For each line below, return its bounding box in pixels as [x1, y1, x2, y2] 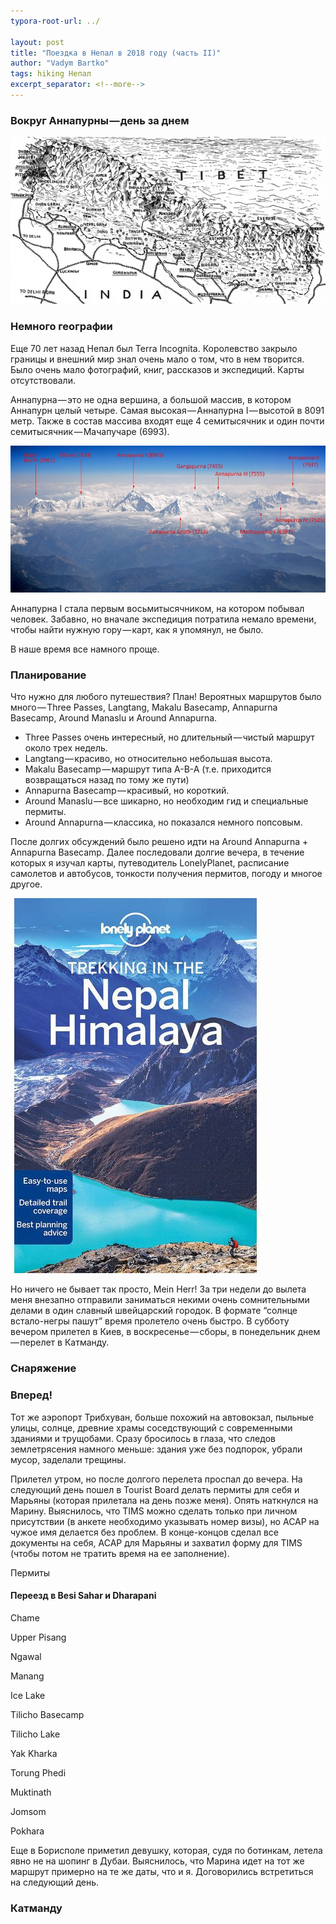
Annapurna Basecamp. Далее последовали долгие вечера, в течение [10, 846, 305, 859]
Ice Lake [10, 1689, 46, 1701]
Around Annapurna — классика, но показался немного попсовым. [24, 816, 303, 829]
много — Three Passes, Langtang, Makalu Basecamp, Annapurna [10, 701, 278, 714]
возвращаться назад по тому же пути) [24, 774, 190, 786]
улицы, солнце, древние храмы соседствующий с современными [10, 1421, 293, 1434]
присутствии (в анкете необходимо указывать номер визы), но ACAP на [10, 1515, 320, 1527]
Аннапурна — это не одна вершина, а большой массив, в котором [10, 393, 292, 405]
